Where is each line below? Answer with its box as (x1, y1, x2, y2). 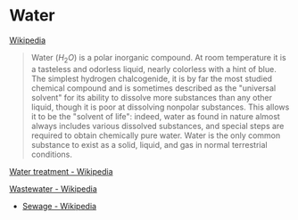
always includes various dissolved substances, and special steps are (30, 120, 285, 131)
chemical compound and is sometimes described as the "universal (30, 82, 277, 94)
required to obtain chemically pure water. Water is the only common (30, 130, 281, 141)
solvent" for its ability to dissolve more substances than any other (30, 92, 273, 102)
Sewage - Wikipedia (21, 200, 96, 211)
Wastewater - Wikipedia (9, 183, 98, 194)
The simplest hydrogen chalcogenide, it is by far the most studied (30, 73, 273, 84)
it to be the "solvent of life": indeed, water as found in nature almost (30, 110, 281, 121)
